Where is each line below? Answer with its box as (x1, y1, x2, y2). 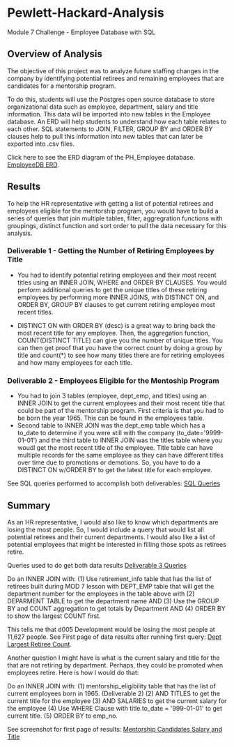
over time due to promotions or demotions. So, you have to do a (17, 458, 201, 467)
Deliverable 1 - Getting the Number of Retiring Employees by (7, 246, 214, 256)
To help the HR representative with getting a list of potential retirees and (7, 199, 214, 207)
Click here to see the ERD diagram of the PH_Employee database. (7, 153, 196, 161)
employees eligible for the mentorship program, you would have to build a (7, 206, 219, 215)
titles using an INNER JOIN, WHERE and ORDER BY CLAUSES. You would (17, 278, 227, 287)
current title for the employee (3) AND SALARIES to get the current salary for (7, 696, 227, 705)
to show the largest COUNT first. (7, 612, 101, 620)
